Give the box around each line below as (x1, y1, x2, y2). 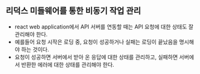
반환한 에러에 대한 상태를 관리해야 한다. (21, 61, 114, 68)
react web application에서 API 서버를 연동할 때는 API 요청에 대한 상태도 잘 (14, 23, 194, 30)
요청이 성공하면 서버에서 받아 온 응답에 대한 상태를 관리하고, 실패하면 (14, 53, 178, 61)
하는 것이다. (21, 45, 50, 53)
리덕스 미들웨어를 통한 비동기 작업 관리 (6, 5, 141, 16)
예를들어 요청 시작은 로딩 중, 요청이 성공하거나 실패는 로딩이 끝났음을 (14, 38, 178, 45)
